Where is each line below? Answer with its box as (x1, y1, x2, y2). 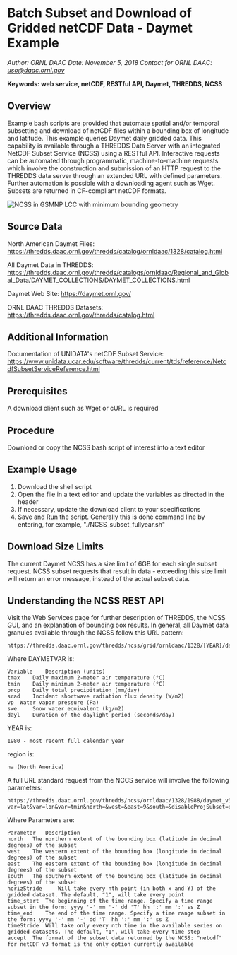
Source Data (7, 221, 63, 233)
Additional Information (7, 331, 109, 343)
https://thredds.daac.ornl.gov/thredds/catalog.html (7, 310, 155, 319)
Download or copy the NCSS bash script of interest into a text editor (7, 443, 205, 452)
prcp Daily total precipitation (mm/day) (7, 687, 140, 694)
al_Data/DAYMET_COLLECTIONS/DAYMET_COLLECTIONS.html (7, 276, 190, 284)
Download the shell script (17, 482, 92, 491)
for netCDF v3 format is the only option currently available (7, 941, 194, 948)
